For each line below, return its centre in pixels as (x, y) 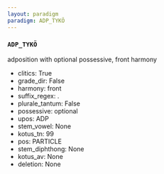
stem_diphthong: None (51, 149)
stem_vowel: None (44, 126)
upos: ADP (33, 118)
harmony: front (39, 88)
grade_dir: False (41, 81)
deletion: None (39, 164)
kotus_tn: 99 (36, 133)
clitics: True (34, 73)
